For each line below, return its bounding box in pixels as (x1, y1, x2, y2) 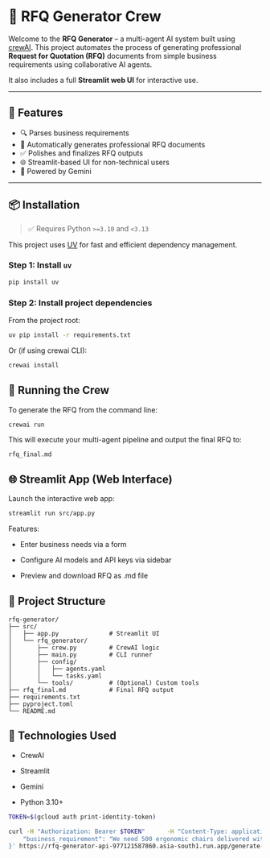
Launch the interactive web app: (8, 494, 115, 504)
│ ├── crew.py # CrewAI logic (8, 644, 160, 652)
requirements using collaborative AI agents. (8, 60, 153, 69)
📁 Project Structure (8, 594, 106, 607)
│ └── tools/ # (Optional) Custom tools (8, 678, 199, 687)
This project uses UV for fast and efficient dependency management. (8, 239, 238, 249)
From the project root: (8, 316, 80, 325)
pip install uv (8, 278, 59, 286)
